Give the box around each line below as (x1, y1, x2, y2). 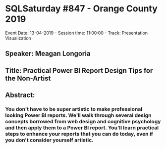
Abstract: (5, 91, 35, 99)
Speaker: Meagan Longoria (5, 49, 91, 58)
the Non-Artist (5, 74, 51, 82)
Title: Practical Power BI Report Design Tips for (5, 66, 153, 75)
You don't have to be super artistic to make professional (5, 106, 143, 113)
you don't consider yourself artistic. (5, 137, 94, 144)
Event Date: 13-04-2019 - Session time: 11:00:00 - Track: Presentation (5, 30, 148, 36)
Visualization (5, 35, 31, 41)
